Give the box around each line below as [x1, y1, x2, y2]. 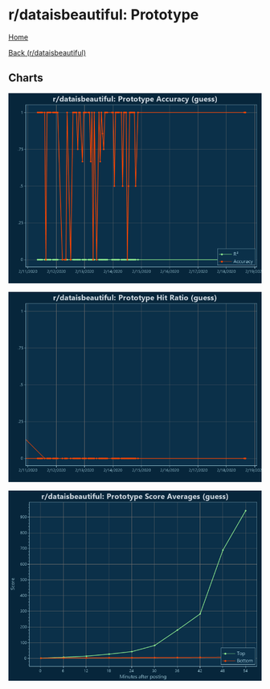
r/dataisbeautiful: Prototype [8, 6, 199, 24]
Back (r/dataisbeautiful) [8, 47, 87, 57]
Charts [8, 71, 44, 85]
